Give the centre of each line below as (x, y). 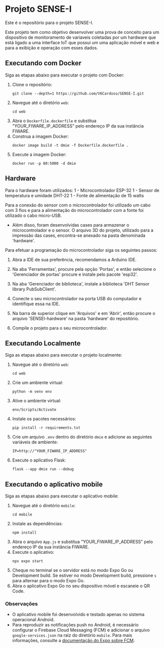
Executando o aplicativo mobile (54, 484)
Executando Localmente (43, 343)
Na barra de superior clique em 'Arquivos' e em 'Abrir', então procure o (84, 313)
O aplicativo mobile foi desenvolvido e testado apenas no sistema (78, 615)
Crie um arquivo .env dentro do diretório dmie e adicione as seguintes (82, 437)
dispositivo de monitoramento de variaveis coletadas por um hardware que (81, 37)
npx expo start (28, 561)
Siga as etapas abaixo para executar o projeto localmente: (64, 355)
